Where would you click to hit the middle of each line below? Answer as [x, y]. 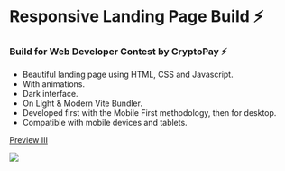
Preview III [28, 140]
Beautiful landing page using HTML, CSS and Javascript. [128, 75]
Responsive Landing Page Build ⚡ [137, 17]
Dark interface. [50, 94]
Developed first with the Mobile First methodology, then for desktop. [149, 113]
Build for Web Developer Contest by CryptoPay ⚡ [119, 52]
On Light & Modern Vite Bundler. [82, 103]
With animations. [54, 84]
